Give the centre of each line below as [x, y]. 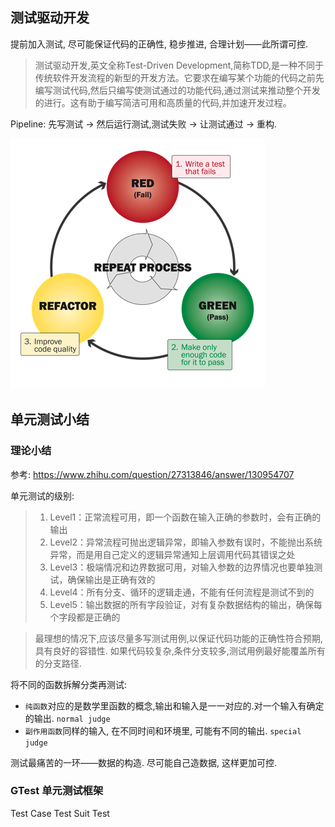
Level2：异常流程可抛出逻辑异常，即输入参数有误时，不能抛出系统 [186, 542]
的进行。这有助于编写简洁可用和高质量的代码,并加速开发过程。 [163, 102]
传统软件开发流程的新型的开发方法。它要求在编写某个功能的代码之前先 [179, 77]
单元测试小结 [50, 419]
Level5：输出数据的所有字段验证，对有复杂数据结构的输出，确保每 [186, 604]
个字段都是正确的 [85, 617]
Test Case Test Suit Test [60, 813]
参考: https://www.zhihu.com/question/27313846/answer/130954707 [152, 474]
